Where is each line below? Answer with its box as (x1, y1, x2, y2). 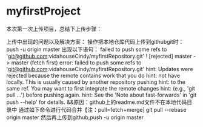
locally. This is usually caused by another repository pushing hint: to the (6, 78, 186, 86)
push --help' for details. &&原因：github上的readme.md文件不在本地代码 (6, 98, 187, 106)
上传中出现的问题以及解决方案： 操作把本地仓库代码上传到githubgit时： (6, 38, 184, 45)
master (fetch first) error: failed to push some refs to (11, 59, 142, 66)
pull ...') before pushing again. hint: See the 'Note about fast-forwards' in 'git (6, 91, 197, 98)
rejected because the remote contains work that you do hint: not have (6, 72, 181, 79)
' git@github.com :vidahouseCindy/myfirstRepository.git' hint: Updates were (6, 65, 193, 72)
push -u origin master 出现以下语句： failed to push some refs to (6, 46, 167, 53)
